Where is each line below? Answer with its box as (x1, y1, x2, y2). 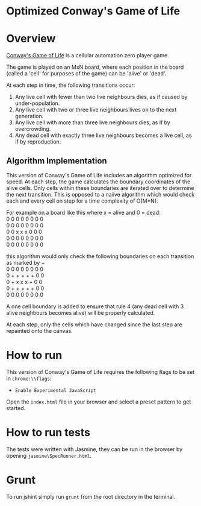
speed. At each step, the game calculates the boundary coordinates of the (6, 178, 191, 185)
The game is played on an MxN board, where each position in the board (6, 63, 184, 71)
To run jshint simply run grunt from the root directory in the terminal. (6, 493, 176, 500)
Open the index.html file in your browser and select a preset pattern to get (6, 398, 191, 405)
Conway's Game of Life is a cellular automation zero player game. (6, 52, 170, 59)
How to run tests (6, 426, 90, 440)
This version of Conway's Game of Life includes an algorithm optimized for (6, 171, 192, 179)
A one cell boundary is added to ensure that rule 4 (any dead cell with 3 (6, 303, 184, 310)
